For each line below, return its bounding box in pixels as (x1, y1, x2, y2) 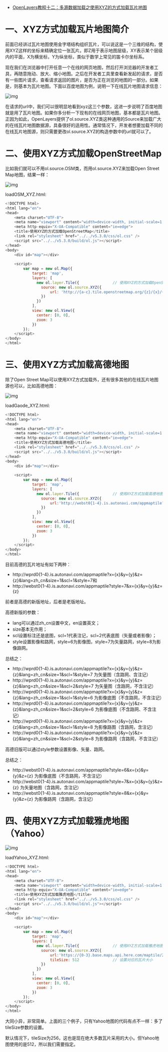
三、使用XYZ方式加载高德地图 (5, 359, 129, 370)
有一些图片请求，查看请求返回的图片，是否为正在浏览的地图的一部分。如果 (5, 77, 158, 83)
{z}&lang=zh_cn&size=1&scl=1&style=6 (12, 695, 93, 701)
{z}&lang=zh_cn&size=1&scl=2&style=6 (12, 706, 94, 712)
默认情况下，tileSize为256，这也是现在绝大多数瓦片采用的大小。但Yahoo (5, 1035, 155, 1041)
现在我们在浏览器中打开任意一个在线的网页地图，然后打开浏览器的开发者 (5, 64, 154, 70)
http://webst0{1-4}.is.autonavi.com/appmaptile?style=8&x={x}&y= (12, 790, 149, 796)
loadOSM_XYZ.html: (5, 191, 46, 197)
